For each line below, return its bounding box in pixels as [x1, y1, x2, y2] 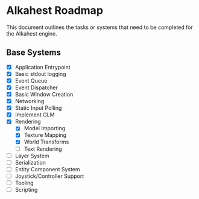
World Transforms [24, 138, 69, 145]
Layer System [14, 152, 49, 159]
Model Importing [24, 125, 65, 132]
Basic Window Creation [14, 91, 74, 98]
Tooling [14, 179, 34, 186]
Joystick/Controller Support [14, 172, 84, 180]
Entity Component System [14, 165, 80, 172]
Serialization [14, 159, 46, 166]
